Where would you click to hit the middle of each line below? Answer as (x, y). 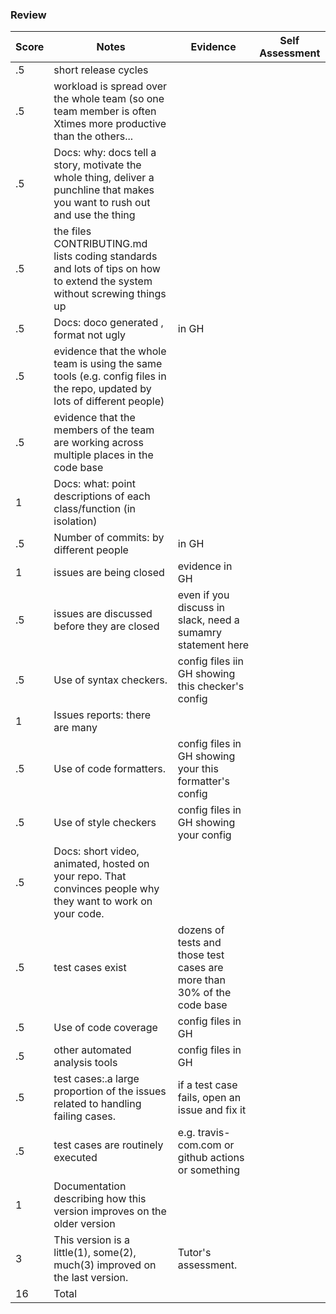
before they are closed (106, 626)
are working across (98, 443)
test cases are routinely (108, 1145)
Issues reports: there (102, 715)
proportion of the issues (110, 1091)
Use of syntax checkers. (110, 680)
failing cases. (84, 1116)
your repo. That (90, 876)
